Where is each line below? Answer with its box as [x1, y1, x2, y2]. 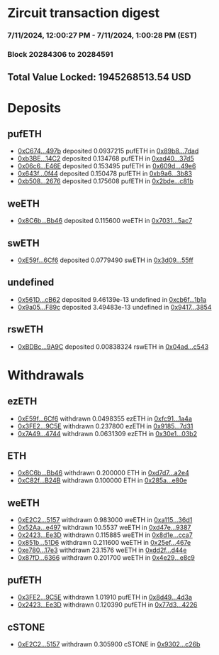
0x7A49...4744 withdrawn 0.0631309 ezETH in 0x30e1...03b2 [17, 429, 197, 438]
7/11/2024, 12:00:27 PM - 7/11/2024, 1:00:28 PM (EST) [7, 31, 197, 40]
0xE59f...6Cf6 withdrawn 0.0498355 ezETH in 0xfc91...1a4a [17, 414, 193, 423]
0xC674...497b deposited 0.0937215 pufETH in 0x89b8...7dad [17, 147, 199, 156]
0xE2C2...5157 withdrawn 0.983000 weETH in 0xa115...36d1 [17, 516, 193, 524]
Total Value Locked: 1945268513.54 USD [7, 71, 191, 83]
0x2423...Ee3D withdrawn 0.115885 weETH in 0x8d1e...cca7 [17, 531, 193, 539]
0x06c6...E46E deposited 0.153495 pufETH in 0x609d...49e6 [17, 162, 196, 170]
